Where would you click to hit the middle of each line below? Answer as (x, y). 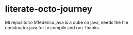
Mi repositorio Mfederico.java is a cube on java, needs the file (67, 22)
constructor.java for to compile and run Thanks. (53, 27)
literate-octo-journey (49, 9)
